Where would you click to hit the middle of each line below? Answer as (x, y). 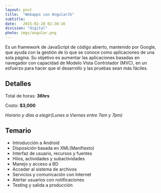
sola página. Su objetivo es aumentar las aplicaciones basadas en (73, 57)
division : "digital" (27, 28)
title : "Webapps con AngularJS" (40, 14)
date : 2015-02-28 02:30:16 (35, 24)
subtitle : (15, 19)
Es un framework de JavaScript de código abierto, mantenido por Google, (81, 47)
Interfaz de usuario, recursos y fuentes (52, 153)
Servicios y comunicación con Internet (52, 174)
